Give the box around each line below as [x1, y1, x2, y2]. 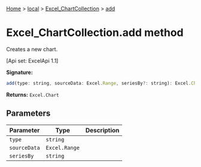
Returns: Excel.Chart [6, 91, 59, 98]
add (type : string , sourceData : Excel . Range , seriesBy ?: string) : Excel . [6, 80, 191, 86]
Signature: [6, 69, 33, 76]
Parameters [6, 109, 51, 119]
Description [85, 126, 120, 134]
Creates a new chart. [6, 45, 58, 52]
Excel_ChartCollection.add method [6, 26, 184, 39]
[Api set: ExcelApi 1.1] [6, 57, 59, 64]
